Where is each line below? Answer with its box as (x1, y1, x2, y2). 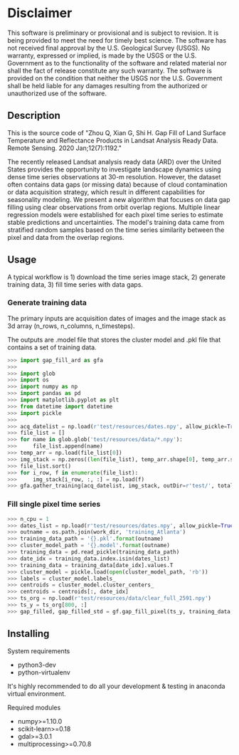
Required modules (7, 703, 61, 712)
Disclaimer (7, 5, 73, 21)
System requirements (7, 646, 70, 655)
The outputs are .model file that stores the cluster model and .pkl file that (7, 335, 221, 344)
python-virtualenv (17, 667, 71, 677)
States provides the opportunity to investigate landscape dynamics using (7, 165, 222, 174)
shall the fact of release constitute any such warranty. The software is (7, 66, 212, 75)
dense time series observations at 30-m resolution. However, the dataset (7, 172, 221, 181)
